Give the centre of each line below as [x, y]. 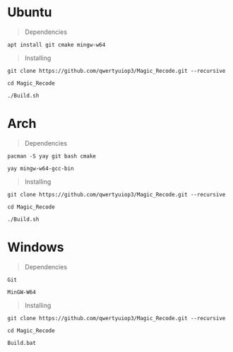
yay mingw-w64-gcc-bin [41, 168]
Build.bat [22, 343]
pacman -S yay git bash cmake [52, 156]
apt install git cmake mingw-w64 [56, 45]
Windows [36, 247]
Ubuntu [30, 12]
